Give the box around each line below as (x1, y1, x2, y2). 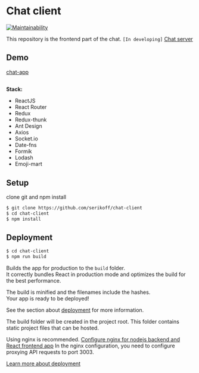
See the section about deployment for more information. (6, 306, 144, 314)
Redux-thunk (14, 116, 47, 123)
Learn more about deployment (6, 360, 81, 367)
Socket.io (14, 135, 39, 142)
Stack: (6, 86, 23, 93)
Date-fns (14, 142, 37, 149)
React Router (14, 104, 47, 111)
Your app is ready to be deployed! (6, 295, 89, 302)
